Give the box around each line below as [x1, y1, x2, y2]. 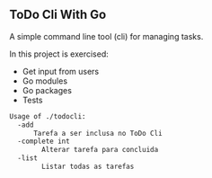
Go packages [22, 85, 72, 95]
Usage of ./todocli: [9, 111, 87, 120]
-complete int [17, 137, 70, 147]
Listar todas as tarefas [41, 162, 135, 172]
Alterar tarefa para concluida [41, 146, 159, 155]
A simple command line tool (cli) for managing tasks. [9, 31, 204, 41]
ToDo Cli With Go [9, 7, 107, 22]
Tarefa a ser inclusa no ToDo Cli [32, 129, 163, 138]
